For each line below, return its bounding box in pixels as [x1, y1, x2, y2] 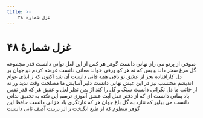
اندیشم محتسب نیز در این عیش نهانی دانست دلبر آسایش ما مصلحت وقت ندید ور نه [7, 79, 193, 87]
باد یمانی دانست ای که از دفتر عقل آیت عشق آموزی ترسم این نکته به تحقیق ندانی [7, 92, 190, 99]
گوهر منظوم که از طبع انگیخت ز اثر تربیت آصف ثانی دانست [7, 105, 140, 112]
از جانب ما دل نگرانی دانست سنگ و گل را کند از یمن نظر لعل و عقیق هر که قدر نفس [7, 85, 198, 93]
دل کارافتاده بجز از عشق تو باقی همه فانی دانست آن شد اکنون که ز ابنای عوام [7, 73, 182, 80]
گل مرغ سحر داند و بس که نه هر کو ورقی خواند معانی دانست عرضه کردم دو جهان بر [7, 67, 196, 74]
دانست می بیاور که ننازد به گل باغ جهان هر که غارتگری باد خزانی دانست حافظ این [7, 99, 190, 106]
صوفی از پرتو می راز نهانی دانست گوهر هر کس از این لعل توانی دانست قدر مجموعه [7, 60, 196, 67]
